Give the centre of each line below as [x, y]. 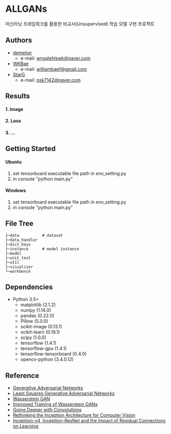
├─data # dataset [34, 235]
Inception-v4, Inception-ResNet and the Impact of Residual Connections [89, 421]
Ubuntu [14, 162]
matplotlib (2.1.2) [38, 305]
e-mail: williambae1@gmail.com [54, 69]
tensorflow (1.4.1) [38, 343]
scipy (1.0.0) [33, 337]
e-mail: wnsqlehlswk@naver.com [55, 58]
